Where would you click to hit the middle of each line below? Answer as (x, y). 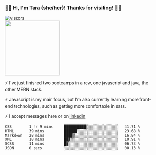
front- (145, 100)
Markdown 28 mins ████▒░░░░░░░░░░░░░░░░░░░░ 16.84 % (72, 136)
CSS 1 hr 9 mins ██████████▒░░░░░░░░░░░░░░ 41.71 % (72, 127)
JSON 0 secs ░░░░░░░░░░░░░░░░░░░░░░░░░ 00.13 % (72, 148)
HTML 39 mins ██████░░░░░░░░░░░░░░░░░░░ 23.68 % (72, 131)
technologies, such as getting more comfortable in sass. (70, 106)
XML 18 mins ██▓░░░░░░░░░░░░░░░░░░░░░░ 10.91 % (72, 140)
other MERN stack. (24, 90)
